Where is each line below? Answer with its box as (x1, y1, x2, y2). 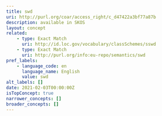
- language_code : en (16, 63, 67, 69)
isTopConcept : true (6, 90, 54, 96)
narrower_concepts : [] (6, 95, 62, 101)
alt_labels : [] (6, 80, 43, 86)
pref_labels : (6, 57, 38, 63)
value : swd (21, 74, 49, 80)
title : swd (6, 8, 33, 15)
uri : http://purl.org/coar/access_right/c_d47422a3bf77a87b (6, 14, 157, 20)
